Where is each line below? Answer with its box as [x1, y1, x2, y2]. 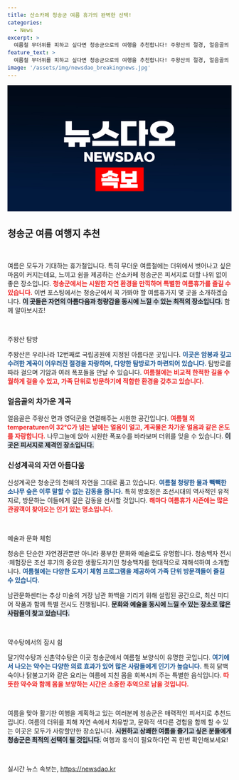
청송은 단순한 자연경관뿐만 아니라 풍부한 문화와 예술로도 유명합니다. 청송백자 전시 [7, 549, 232, 557]
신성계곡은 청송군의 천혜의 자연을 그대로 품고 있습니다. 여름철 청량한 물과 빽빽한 [7, 478, 227, 487]
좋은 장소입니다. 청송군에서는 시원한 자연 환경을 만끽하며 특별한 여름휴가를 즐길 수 [7, 279, 231, 288]
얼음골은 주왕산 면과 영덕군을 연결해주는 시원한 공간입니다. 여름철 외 [7, 414, 196, 422]
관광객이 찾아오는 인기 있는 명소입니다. [7, 505, 113, 513]
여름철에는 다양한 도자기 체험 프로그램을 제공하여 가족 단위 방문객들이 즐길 [22, 567, 225, 575]
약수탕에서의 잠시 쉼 [7, 637, 63, 646]
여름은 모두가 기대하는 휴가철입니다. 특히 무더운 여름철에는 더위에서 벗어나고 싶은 [7, 261, 232, 270]
